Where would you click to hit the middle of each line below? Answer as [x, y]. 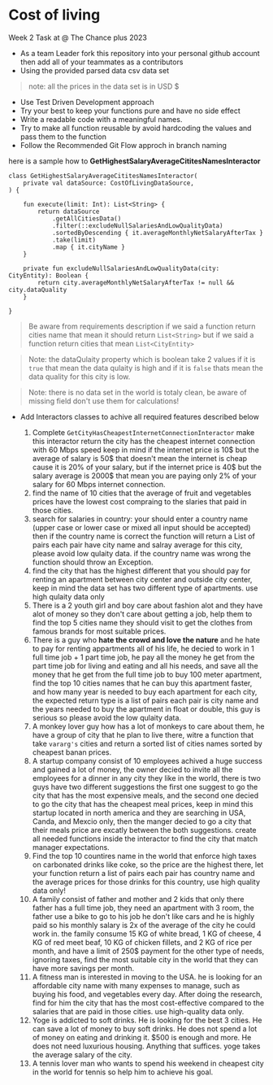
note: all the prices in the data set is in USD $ [104, 86]
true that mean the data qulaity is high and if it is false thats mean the [146, 368]
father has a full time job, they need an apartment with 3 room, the [143, 908]
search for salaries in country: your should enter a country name [140, 519]
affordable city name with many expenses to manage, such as [136, 985]
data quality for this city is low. [79, 377]
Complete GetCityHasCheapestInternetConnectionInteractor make [143, 432]
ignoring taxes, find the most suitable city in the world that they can [145, 959]
